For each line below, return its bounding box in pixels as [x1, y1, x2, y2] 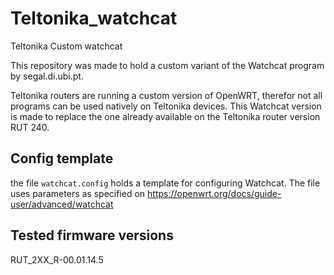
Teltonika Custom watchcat [10, 40, 123, 52]
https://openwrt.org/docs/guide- [147, 187, 282, 199]
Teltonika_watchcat [10, 7, 178, 30]
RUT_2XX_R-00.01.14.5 [10, 253, 104, 266]
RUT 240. [10, 121, 50, 133]
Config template [10, 150, 114, 167]
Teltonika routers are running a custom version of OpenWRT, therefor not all [10, 89, 323, 101]
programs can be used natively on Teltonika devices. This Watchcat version [10, 100, 322, 112]
